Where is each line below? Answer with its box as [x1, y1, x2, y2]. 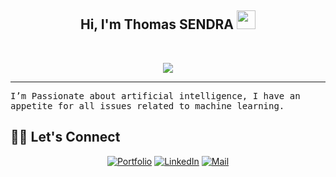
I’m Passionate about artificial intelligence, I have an [10, 90, 301, 101]
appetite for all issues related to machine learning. [10, 100, 285, 111]
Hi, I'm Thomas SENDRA [79, 16, 235, 33]
